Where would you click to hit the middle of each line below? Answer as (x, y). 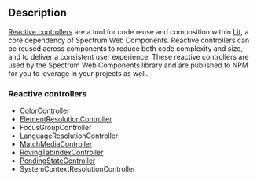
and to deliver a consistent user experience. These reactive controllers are (128, 56)
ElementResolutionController (66, 119)
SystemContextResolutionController (77, 169)
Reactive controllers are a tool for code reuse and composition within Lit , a (128, 31)
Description (37, 13)
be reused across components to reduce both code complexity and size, (126, 48)
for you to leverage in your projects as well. (78, 73)
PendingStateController (57, 161)
